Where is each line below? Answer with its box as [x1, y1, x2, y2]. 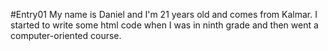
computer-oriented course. [10, 30, 122, 41]
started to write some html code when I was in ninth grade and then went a [10, 19, 319, 31]
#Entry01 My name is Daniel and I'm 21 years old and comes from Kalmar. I [10, 9, 318, 20]
